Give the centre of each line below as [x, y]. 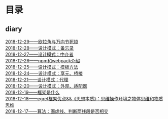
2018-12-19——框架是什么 [32, 92]
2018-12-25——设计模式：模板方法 [42, 67]
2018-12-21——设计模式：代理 [37, 80]
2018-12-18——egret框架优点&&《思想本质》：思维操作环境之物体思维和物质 [84, 98]
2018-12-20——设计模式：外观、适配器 [46, 86]
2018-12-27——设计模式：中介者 [39, 54]
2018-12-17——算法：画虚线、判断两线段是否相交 [57, 111]
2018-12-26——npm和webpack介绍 [43, 61]
